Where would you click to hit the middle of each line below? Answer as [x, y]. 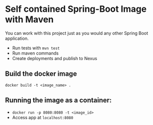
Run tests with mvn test [36, 48]
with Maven [29, 19]
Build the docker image [41, 74]
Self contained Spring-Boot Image [76, 9]
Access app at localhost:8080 [43, 117]
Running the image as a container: [58, 100]
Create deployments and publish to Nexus [54, 58]
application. [17, 38]
